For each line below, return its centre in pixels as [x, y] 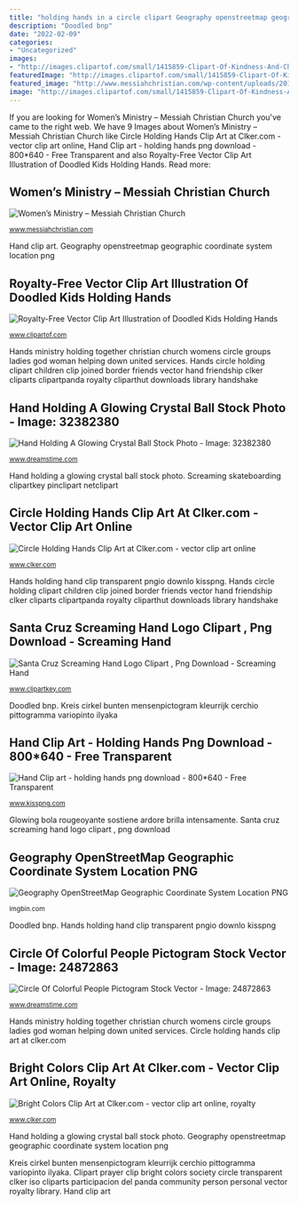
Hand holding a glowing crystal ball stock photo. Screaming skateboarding [145, 475]
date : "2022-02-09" [45, 34]
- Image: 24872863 [64, 967]
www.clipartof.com [38, 335]
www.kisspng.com [38, 804]
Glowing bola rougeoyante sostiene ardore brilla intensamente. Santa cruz [145, 820]
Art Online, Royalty [63, 1082]
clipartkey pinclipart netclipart [64, 485]
